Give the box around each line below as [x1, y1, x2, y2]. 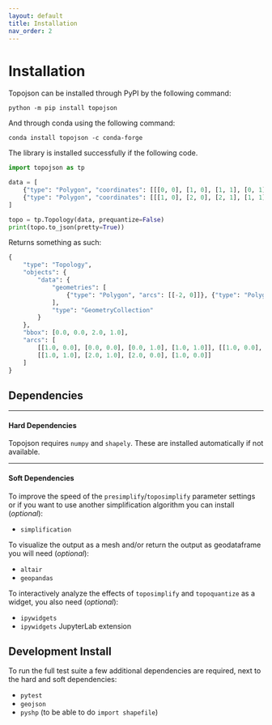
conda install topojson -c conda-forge [8, 134, 143, 142]
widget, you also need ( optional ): [8, 596, 119, 607]
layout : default [8, 11, 63, 20]
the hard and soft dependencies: [8, 675, 117, 685]
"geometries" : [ [51, 283, 107, 291]
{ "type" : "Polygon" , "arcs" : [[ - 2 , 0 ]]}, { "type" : [66, 290, 241, 299]
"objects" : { [23, 269, 67, 277]
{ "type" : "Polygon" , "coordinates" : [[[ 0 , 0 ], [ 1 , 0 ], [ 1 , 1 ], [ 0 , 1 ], [23, 186, 270, 194]
